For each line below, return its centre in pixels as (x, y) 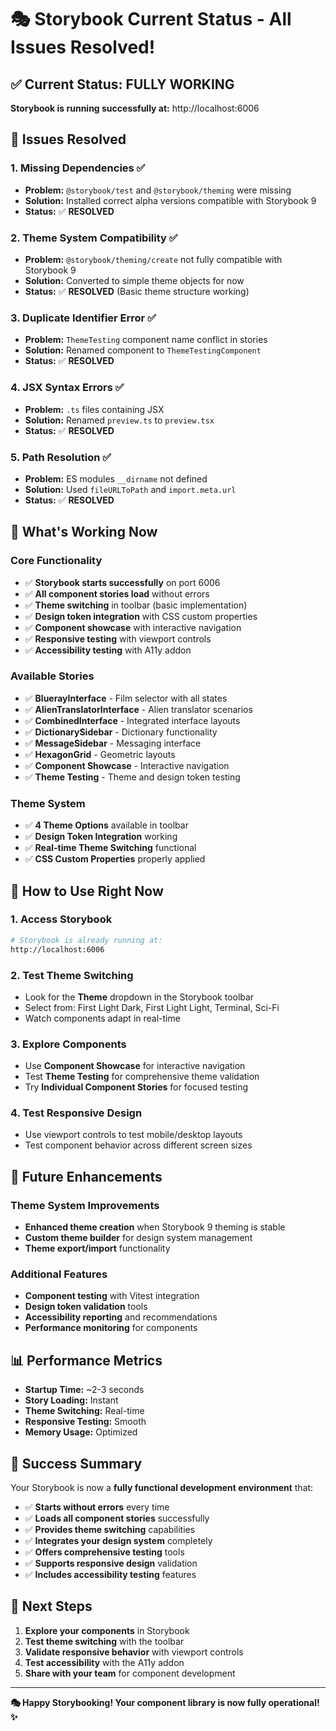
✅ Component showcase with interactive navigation (133, 627)
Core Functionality (56, 561)
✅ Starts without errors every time (97, 1507)
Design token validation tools (86, 1307)
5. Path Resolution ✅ (61, 457)
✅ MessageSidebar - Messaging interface (113, 743)
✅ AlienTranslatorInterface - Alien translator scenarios (138, 709)
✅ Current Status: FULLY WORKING (122, 84)
